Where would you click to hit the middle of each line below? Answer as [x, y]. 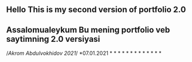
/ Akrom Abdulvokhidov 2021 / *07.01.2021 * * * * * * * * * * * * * [84, 53]
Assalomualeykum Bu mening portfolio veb [88, 30]
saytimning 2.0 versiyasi [53, 39]
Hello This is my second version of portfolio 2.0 [96, 10]
